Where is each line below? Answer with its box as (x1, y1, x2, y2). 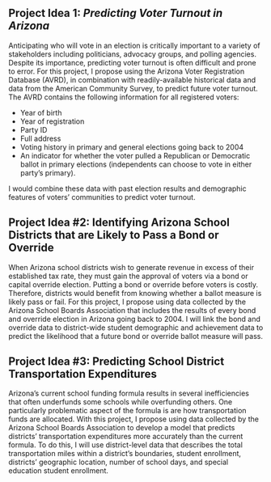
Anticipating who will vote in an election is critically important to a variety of (8, 40, 260, 50)
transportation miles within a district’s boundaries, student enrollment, (8, 449, 241, 459)
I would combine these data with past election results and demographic (8, 184, 247, 193)
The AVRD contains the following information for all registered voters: (8, 92, 239, 102)
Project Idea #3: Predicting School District (8, 355, 225, 369)
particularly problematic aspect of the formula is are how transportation (8, 406, 247, 416)
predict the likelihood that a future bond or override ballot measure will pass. (8, 331, 264, 340)
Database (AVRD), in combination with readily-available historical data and (8, 74, 256, 84)
